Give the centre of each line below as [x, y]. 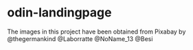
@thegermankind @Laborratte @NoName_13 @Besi [80, 38]
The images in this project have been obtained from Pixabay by [96, 32]
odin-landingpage [59, 13]
